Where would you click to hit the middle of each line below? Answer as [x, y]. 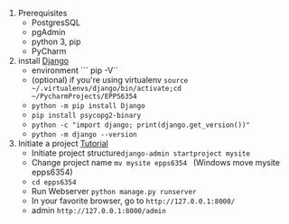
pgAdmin [48, 32]
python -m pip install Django [89, 106]
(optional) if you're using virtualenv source [110, 80]
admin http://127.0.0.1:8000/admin [99, 210]
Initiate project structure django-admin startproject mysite [141, 153]
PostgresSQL [56, 22]
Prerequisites [42, 13]
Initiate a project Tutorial [63, 143]
